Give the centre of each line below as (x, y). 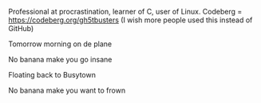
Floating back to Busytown (52, 75)
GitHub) (21, 28)
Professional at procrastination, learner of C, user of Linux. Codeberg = (125, 12)
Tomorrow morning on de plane (60, 44)
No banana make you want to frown (67, 90)
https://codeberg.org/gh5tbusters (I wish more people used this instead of (130, 20)
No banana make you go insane (60, 59)
